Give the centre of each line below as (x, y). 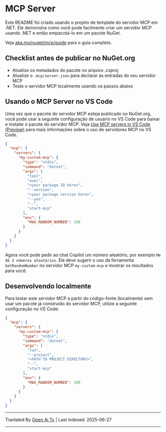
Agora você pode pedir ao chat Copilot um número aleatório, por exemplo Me (83, 255)
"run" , (34, 350)
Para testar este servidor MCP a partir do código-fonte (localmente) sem (79, 298)
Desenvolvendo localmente (48, 286)
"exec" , (35, 181)
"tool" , (35, 176)
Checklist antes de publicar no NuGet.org (70, 58)
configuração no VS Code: (32, 309)
